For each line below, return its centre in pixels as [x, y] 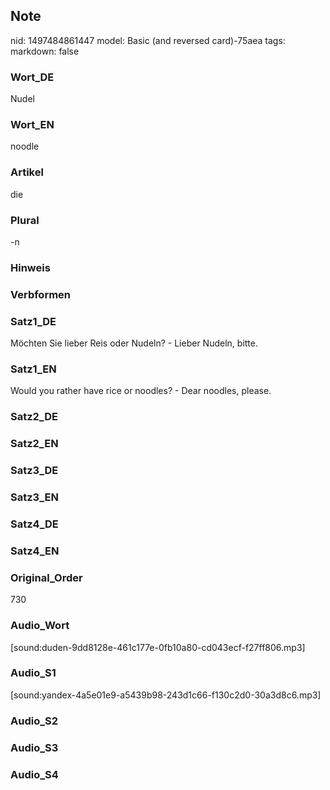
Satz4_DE [34, 524]
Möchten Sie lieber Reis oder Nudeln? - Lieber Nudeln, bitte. [134, 343]
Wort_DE [32, 77]
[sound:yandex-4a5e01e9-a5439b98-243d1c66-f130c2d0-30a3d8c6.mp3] [166, 695]
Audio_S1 [33, 673]
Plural [25, 220]
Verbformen [41, 294]
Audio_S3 [34, 747]
